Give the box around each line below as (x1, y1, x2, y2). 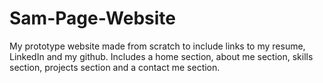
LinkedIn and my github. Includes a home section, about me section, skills (9, 50, 314, 62)
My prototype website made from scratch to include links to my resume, (9, 40, 306, 52)
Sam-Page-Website (9, 7, 177, 30)
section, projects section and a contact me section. (9, 61, 221, 73)
